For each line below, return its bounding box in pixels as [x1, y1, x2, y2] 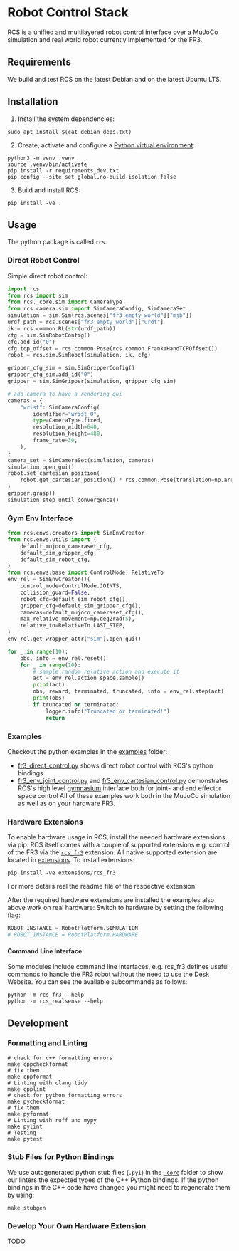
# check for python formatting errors [7, 1092, 122, 1099]
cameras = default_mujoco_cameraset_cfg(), [20, 609, 144, 616]
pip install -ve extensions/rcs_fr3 [7, 869, 116, 876]
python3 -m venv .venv [7, 155, 75, 162]
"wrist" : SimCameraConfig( [20, 404, 100, 411]
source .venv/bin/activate [7, 161, 87, 168]
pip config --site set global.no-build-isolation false [7, 173, 176, 180]
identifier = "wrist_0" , [33, 410, 100, 417]
